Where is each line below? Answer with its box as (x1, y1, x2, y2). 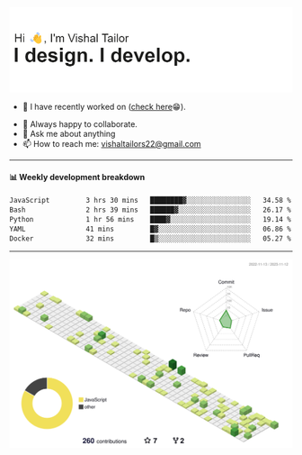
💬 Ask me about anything (22, 129, 116, 140)
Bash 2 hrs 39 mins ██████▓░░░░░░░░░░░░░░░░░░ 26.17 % (9, 205, 292, 214)
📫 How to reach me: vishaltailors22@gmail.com (22, 139, 201, 150)
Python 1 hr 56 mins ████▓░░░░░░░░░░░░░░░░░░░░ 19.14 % (9, 215, 292, 224)
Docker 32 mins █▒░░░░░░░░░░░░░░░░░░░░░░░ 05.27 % (9, 233, 292, 243)
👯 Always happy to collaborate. (22, 119, 138, 130)
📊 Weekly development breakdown (9, 171, 146, 182)
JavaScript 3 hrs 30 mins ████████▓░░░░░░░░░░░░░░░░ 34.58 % (9, 196, 292, 205)
